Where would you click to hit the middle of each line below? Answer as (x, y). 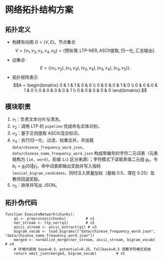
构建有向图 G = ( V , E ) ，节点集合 (44, 42)
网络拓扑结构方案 (39, 10)
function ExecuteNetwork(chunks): (40, 214)
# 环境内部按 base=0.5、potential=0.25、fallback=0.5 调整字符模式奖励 (82, 249)
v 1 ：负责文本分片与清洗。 (37, 120)
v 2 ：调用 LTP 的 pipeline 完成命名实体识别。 (57, 127)
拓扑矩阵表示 (25, 77)
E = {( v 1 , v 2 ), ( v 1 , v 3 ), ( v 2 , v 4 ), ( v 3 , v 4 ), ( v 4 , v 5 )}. (85, 68)
